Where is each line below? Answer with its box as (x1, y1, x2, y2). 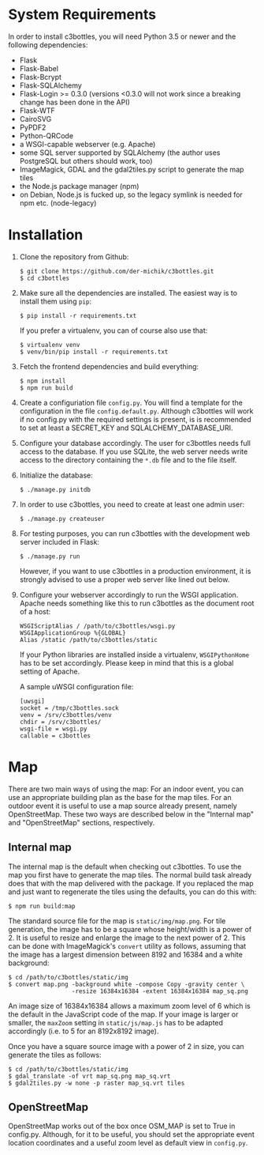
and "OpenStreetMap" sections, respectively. (8, 817, 155, 827)
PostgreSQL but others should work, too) (19, 156, 153, 165)
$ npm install (19, 377, 66, 385)
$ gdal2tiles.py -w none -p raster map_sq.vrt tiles (8, 1079, 185, 1087)
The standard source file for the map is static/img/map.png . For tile (8, 915, 226, 926)
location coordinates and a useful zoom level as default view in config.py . (8, 1138, 248, 1148)
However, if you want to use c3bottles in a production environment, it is (19, 566, 251, 576)
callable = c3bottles (19, 731, 91, 740)
